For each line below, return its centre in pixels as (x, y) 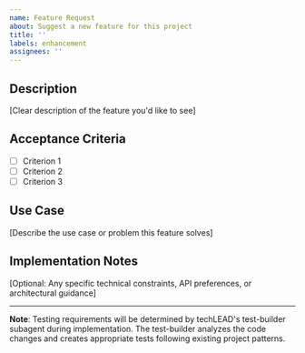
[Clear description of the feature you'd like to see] (103, 110)
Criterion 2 (43, 171)
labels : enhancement (49, 43)
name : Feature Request (52, 18)
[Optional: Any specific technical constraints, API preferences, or (131, 283)
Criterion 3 (43, 181)
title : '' (28, 35)
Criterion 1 (42, 161)
